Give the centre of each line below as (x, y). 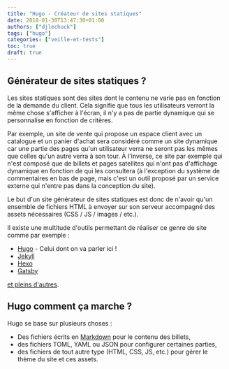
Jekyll (26, 256)
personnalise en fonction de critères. (60, 120)
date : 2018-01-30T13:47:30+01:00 (56, 20)
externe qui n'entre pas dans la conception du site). (81, 185)
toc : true (22, 46)
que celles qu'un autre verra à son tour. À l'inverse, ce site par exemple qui (115, 156)
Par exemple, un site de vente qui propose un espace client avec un (105, 133)
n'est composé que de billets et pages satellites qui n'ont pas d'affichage (112, 163)
